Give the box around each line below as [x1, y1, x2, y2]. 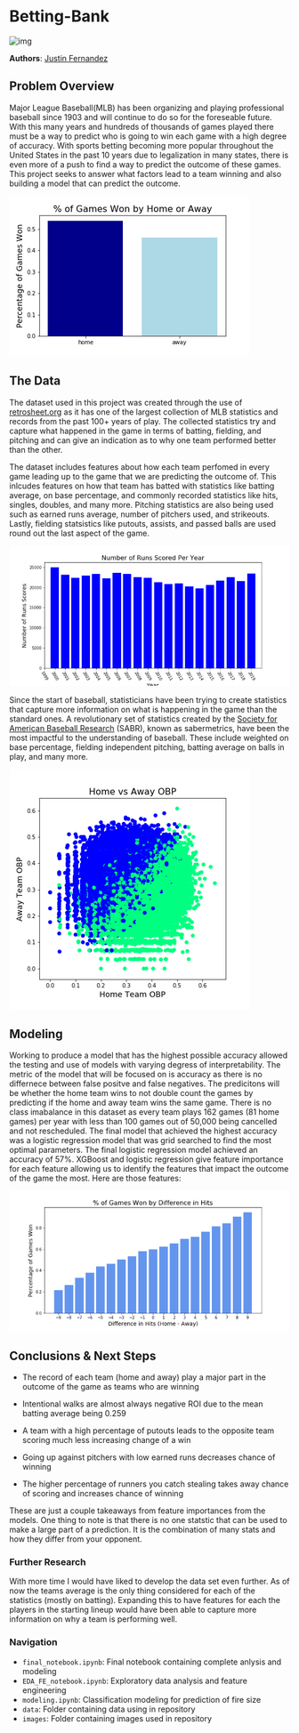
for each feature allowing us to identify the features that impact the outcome [9, 1164, 289, 1174]
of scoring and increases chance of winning [21, 1488, 184, 1499]
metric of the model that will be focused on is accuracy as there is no [9, 1069, 263, 1080]
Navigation [9, 1636, 58, 1648]
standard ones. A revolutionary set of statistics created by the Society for [9, 713, 278, 724]
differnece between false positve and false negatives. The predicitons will [9, 1078, 280, 1089]
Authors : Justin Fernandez [9, 52, 109, 63]
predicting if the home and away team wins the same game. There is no [9, 1097, 272, 1108]
